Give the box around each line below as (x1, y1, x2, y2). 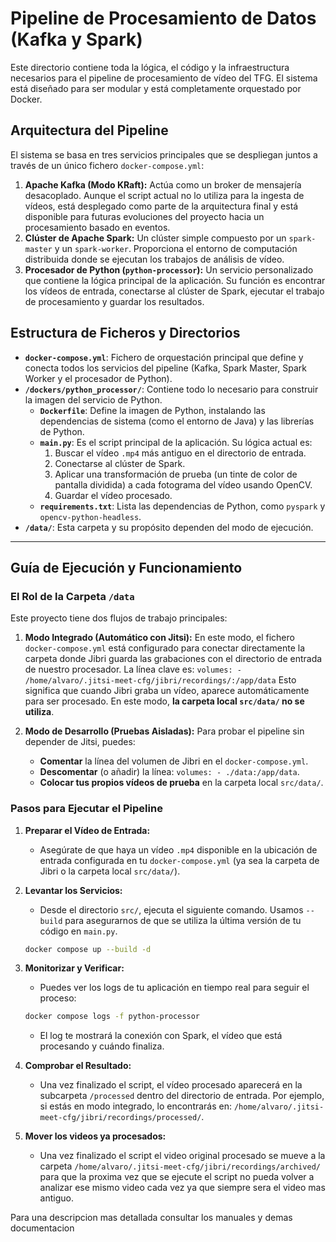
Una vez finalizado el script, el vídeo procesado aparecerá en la (39, 1079, 303, 1091)
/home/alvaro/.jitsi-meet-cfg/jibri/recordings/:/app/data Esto (24, 674, 297, 686)
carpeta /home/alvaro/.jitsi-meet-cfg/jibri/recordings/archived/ (39, 1160, 321, 1172)
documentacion (10, 1222, 75, 1234)
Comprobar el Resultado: (24, 1060, 132, 1072)
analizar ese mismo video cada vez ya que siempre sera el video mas (39, 1182, 326, 1194)
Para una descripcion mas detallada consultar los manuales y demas (10, 1212, 293, 1224)
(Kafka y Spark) (10, 28, 143, 51)
